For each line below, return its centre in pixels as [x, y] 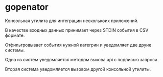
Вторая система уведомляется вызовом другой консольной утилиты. [78, 69]
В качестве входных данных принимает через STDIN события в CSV [77, 30]
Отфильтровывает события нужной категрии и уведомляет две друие [78, 45]
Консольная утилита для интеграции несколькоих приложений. [72, 21]
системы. [15, 50]
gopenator [27, 7]
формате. [15, 35]
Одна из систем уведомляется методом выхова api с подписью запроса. [82, 59]
